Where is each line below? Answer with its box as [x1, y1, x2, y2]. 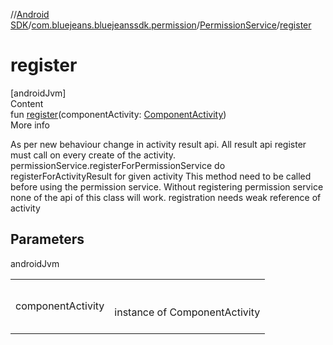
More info [10, 119, 51, 131]
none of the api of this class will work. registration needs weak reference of [10, 191, 322, 203]
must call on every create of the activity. [10, 149, 177, 161]
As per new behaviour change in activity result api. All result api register [10, 138, 307, 150]
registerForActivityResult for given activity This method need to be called [10, 170, 312, 182]
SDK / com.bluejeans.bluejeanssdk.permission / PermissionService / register [10, 19, 312, 31]
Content [10, 97, 44, 109]
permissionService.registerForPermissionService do [10, 159, 226, 171]
